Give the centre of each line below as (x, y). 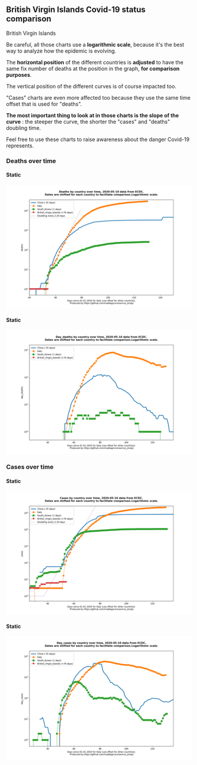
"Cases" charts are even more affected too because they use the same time (98, 97)
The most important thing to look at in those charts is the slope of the (93, 115)
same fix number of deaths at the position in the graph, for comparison (93, 68)
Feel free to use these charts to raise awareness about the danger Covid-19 (98, 139)
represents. (20, 145)
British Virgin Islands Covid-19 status (76, 10)
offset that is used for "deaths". (44, 104)
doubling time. (24, 128)
